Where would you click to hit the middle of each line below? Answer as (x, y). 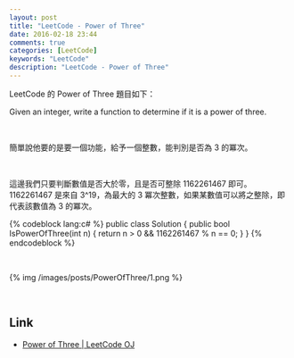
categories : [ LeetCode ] (53, 51)
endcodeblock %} (42, 243)
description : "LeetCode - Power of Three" (89, 68)
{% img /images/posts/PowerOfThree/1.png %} (96, 277)
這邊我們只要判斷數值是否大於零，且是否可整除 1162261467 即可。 (131, 183)
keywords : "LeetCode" (49, 59)
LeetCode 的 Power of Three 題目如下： (82, 94)
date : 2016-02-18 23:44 (53, 34)
